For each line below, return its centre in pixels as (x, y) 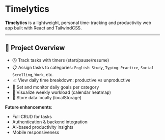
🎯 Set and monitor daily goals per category (55, 87)
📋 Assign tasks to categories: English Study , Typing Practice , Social (83, 67)
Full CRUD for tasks (32, 116)
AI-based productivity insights (43, 127)
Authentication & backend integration (50, 122)
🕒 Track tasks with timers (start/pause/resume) (61, 60)
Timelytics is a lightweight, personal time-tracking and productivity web (78, 23)
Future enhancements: (29, 107)
